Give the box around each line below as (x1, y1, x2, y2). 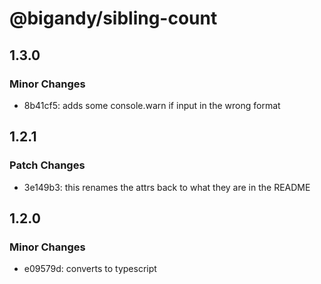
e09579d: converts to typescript (23, 263, 157, 275)
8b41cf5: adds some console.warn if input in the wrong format (23, 99, 281, 111)
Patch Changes (9, 158, 86, 172)
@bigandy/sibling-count (9, 7, 218, 30)
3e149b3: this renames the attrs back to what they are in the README (23, 181, 311, 193)
